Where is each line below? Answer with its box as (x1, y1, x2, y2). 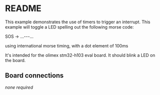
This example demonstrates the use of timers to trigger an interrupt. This (5, 19, 150, 25)
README (5, 3, 42, 14)
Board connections (5, 71, 64, 80)
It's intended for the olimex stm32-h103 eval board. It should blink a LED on (5, 52, 155, 58)
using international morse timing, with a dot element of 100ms (5, 43, 128, 48)
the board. (5, 57, 26, 63)
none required (5, 84, 33, 90)
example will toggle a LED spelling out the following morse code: (5, 24, 134, 30)
